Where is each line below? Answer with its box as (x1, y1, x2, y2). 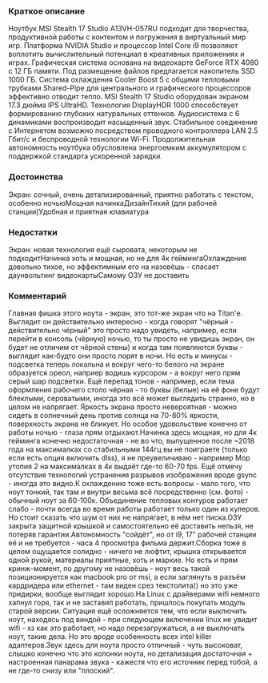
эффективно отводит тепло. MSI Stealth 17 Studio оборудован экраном (8, 92, 250, 102)
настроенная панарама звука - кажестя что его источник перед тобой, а (8, 657, 258, 667)
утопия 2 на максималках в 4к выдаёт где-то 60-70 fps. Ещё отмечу (8, 462, 242, 472)
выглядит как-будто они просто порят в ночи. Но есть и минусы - (8, 351, 234, 361)
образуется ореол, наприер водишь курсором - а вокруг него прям (8, 368, 241, 378)
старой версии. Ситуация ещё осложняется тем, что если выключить (8, 606, 247, 616)
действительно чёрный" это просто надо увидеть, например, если (8, 326, 238, 335)
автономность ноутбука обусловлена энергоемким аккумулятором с (8, 143, 247, 153)
